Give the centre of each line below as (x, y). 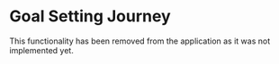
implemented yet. (41, 50)
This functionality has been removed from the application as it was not (140, 41)
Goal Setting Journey (90, 16)
